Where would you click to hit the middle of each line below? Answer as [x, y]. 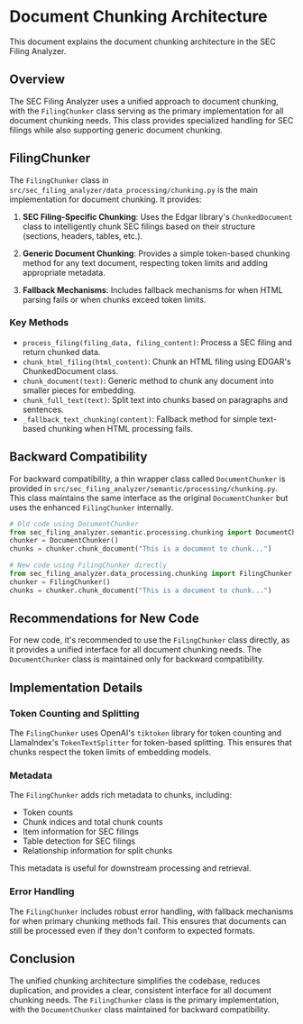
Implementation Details [76, 687]
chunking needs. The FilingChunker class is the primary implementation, [144, 1000]
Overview [37, 80]
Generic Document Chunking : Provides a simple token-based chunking [156, 253]
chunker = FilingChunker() [60, 582]
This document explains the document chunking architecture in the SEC [143, 41]
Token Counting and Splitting [74, 713]
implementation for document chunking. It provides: [106, 199]
